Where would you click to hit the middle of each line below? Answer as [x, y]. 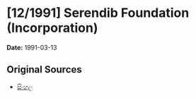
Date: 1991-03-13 [32, 47]
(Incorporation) [52, 28]
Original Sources [44, 69]
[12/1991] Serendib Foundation [98, 13]
